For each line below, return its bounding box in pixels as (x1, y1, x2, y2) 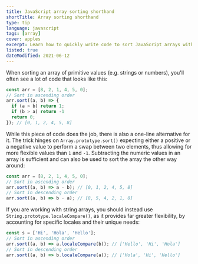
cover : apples (6, 36, 41, 42)
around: (6, 162, 25, 169)
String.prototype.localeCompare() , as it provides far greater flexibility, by (6, 213, 186, 220)
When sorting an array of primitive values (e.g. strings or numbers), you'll (6, 69, 184, 76)
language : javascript (6, 25, 60, 31)
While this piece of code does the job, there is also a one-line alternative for (6, 130, 190, 137)
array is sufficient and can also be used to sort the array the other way (6, 155, 177, 163)
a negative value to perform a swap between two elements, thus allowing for (6, 143, 192, 150)
